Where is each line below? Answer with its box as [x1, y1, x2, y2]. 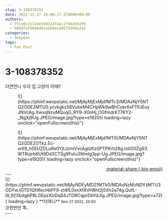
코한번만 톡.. [5, 204, 29, 210]
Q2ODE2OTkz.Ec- [17, 140, 55, 146]
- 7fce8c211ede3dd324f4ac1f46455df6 [9, 21, 86, 26]
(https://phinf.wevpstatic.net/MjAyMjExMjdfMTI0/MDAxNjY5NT [17, 134, 148, 140]
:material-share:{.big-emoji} [105, 165, 163, 171]
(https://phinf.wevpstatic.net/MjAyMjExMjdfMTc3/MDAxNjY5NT [17, 98, 149, 104]
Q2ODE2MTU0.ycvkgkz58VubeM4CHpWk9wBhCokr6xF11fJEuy [17, 103, 150, 110]
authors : [5, 16, 23, 21]
